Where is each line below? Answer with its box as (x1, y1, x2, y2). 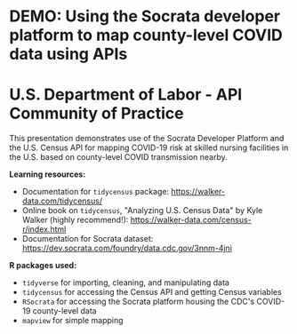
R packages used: (9, 260, 77, 271)
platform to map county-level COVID (9, 25, 283, 45)
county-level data (32, 306, 97, 316)
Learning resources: (9, 169, 86, 179)
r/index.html (21, 224, 67, 235)
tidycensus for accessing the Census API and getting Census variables (21, 287, 282, 298)
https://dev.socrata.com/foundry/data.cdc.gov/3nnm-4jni (21, 243, 233, 254)
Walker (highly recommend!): (21, 215, 129, 226)
